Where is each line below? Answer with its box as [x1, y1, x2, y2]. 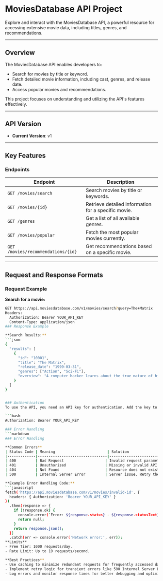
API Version [5, 120, 42, 128]
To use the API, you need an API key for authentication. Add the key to [5, 405, 158, 410]
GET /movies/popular [7, 232, 55, 238]
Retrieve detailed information [85, 201, 152, 208]
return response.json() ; [14, 526, 64, 531]
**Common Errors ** [5, 445, 42, 449]
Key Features [5, 151, 46, 159]
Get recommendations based [85, 243, 152, 250]
